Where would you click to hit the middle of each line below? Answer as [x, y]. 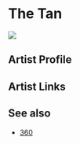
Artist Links [37, 86]
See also [29, 114]
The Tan [35, 14]
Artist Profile [40, 60]
